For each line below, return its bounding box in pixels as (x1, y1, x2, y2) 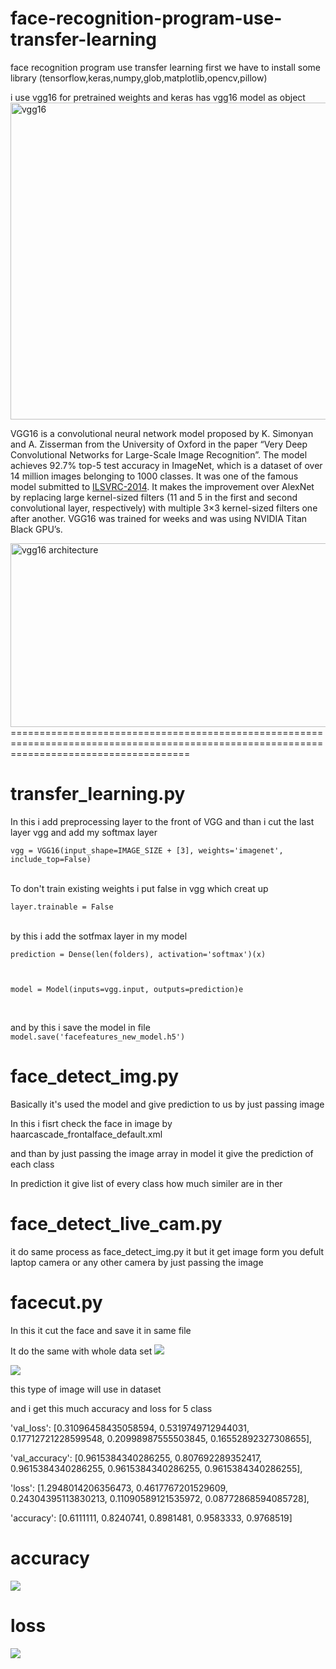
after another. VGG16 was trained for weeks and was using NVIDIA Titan (10, 512, 308, 524)
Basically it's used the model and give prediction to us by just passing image (10, 1098, 325, 1110)
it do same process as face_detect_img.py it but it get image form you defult (10, 1245, 325, 1257)
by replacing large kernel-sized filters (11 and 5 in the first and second (10, 491, 298, 503)
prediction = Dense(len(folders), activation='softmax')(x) (10, 949, 267, 959)
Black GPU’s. (10, 523, 63, 535)
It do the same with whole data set (10, 1345, 153, 1357)
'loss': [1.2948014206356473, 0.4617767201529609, (10, 1482, 228, 1494)
